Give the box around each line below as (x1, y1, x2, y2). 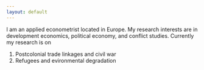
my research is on (6, 38, 52, 46)
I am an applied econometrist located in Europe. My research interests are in (6, 26, 198, 33)
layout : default (6, 9, 47, 15)
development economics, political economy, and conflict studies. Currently (6, 32, 194, 40)
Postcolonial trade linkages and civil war (15, 50, 117, 58)
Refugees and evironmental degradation (15, 57, 117, 64)
